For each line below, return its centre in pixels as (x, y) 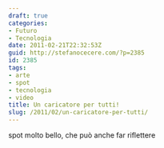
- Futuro (23, 30)
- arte (19, 75)
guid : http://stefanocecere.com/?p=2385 (77, 53)
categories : (28, 23)
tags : (17, 68)
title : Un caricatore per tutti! (64, 105)
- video (21, 98)
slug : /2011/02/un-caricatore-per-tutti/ (78, 113)
